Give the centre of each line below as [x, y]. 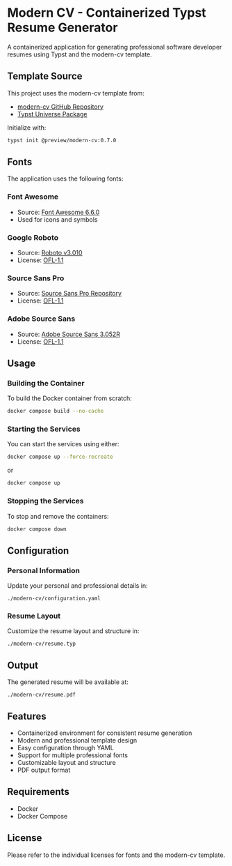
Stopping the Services [46, 501]
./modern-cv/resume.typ [42, 644]
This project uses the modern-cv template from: [76, 93]
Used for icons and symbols [57, 219]
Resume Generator [63, 28]
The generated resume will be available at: [68, 682]
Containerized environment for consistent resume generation [105, 733]
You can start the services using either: [63, 444]
